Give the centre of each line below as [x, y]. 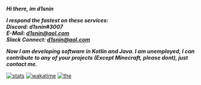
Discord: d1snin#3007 [35, 27]
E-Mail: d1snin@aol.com [38, 33]
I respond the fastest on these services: [58, 20]
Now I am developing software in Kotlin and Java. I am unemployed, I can [100, 51]
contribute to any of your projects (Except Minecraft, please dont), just [97, 58]
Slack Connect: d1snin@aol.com [48, 39]
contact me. [22, 64]
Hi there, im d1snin [30, 9]
